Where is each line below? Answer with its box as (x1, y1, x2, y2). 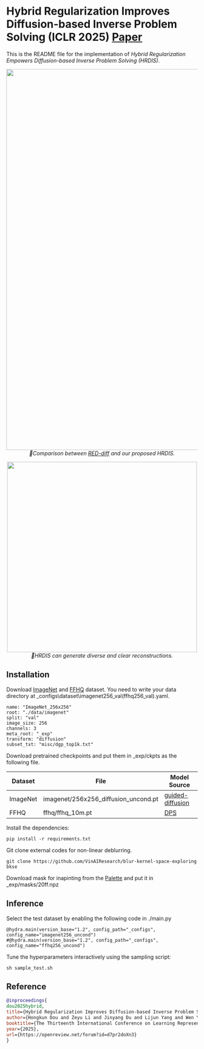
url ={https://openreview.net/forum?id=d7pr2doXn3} (6, 1031, 137, 1037)
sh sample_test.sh (6, 965, 53, 971)
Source (169, 780, 190, 789)
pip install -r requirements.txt (6, 836, 91, 842)
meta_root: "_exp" (6, 730, 53, 737)
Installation (6, 669, 50, 680)
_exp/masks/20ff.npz (6, 881, 59, 888)
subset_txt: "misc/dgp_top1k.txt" (6, 741, 94, 747)
